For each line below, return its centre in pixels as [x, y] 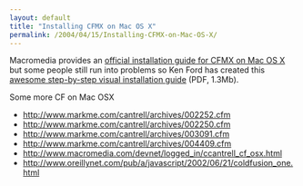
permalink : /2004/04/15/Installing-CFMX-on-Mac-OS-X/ [114, 34]
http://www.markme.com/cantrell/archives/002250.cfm [126, 124]
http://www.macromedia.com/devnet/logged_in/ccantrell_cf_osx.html [152, 153]
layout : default [40, 18]
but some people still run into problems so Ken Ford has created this [137, 70]
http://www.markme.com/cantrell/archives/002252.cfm [126, 115]
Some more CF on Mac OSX [62, 97]
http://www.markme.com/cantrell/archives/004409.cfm [127, 144]
